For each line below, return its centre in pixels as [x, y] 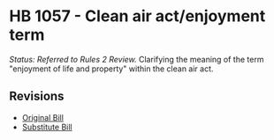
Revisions [37, 96]
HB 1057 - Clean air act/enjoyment [137, 16]
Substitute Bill [47, 127]
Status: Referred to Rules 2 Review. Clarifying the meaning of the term [137, 59]
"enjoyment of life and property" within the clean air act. [111, 69]
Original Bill [43, 117]
